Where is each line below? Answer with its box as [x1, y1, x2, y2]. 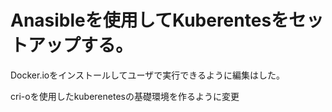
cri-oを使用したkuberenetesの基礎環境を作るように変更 [10, 90, 240, 102]
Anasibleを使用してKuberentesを [10, 9, 290, 32]
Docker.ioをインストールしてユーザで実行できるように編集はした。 [10, 69, 285, 81]
